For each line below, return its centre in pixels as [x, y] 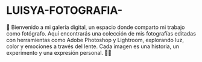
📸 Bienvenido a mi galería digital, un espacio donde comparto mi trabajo [96, 27]
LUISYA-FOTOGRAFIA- [64, 11]
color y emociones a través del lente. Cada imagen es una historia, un [93, 46]
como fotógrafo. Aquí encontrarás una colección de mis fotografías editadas [101, 33]
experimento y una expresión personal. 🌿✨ [59, 52]
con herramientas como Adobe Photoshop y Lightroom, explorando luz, [95, 40]
